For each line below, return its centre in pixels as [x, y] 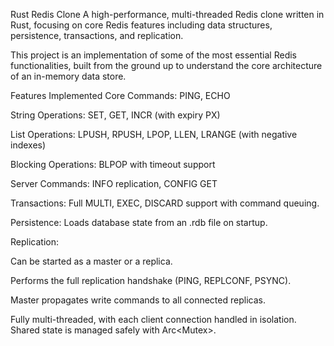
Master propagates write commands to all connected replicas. [138, 300]
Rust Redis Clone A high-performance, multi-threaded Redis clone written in [167, 14]
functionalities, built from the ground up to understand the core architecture [166, 65]
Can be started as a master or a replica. [91, 261]
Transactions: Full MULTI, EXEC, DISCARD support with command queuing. [165, 203]
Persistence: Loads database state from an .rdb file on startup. [139, 222]
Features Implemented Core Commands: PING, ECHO [120, 95]
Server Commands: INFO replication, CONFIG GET [114, 183]
